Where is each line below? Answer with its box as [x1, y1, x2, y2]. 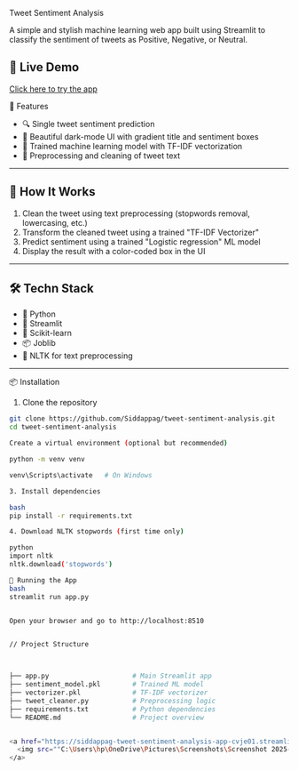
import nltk [9, 551, 53, 561]
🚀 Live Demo [9, 60, 80, 75]
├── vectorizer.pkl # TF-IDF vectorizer [9, 688, 208, 697]
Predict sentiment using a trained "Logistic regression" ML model [21, 236, 261, 247]
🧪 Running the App [9, 575, 77, 585]
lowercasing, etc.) [21, 217, 89, 228]
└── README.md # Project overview [9, 713, 204, 722]
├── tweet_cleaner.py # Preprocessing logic [9, 696, 216, 705]
